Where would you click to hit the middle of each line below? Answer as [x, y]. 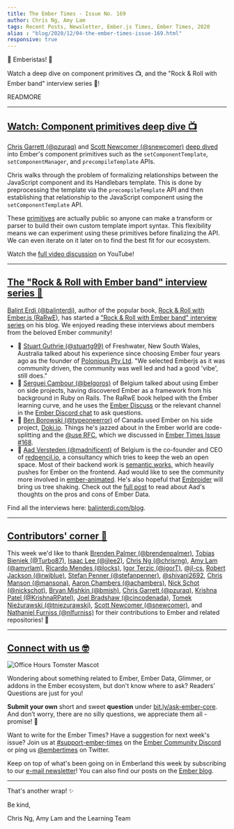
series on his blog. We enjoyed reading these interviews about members [111, 324]
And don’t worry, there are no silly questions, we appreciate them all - [107, 714]
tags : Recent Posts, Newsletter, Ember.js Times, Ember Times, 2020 [109, 27]
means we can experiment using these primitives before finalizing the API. [114, 233]
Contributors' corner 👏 [57, 536]
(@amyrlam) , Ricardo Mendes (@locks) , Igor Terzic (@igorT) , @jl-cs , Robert [116, 568]
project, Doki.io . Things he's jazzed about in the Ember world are [110, 427]
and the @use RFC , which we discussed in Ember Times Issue [131, 435]
